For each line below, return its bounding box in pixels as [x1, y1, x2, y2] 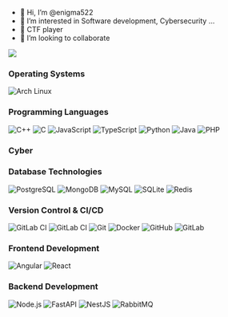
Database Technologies [8, 166, 102, 177]
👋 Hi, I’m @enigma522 [19, 8, 94, 17]
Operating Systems [8, 68, 86, 79]
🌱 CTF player [19, 25, 64, 34]
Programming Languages [8, 107, 110, 118]
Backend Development [8, 281, 98, 292]
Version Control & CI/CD [8, 205, 104, 216]
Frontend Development [8, 243, 100, 254]
